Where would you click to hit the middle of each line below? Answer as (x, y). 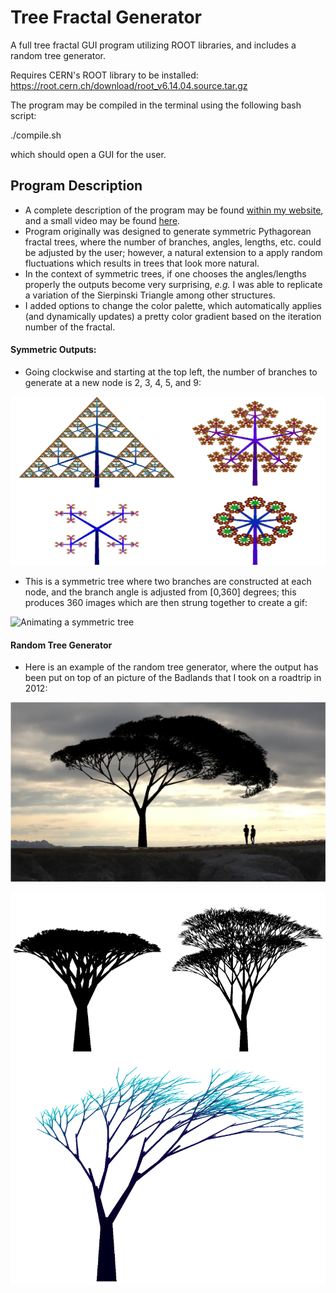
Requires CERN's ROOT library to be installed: (104, 75)
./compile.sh (36, 135)
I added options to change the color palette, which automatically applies (173, 305)
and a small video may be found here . (102, 220)
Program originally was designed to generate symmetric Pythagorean (168, 231)
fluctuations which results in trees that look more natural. (142, 263)
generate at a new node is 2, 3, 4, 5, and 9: (113, 382)
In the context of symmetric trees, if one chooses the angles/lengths (165, 273)
